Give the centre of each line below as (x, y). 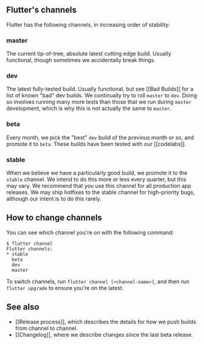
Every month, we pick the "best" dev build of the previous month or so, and (100, 137)
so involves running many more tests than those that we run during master (99, 102)
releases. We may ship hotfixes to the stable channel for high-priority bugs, (101, 192)
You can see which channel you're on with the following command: (90, 232)
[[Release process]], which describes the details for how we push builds (105, 322)
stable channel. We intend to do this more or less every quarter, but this (96, 179)
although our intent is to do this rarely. (54, 199)
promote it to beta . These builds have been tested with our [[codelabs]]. (96, 144)
